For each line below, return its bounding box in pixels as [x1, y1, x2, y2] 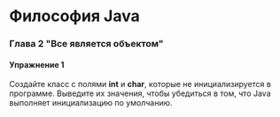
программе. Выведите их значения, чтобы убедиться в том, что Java [9, 88, 272, 99]
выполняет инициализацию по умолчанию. [9, 98, 173, 108]
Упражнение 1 [9, 59, 65, 69]
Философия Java [9, 6, 140, 26]
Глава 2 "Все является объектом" [9, 38, 164, 50]
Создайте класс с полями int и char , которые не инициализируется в [9, 79, 272, 90]
